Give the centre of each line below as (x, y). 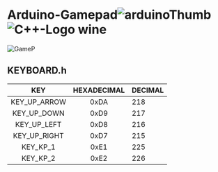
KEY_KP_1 (38, 147)
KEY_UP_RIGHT (38, 135)
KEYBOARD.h (37, 70)
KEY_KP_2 (38, 158)
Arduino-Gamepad (63, 15)
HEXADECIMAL (99, 90)
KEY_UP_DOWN (38, 113)
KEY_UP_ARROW (38, 102)
